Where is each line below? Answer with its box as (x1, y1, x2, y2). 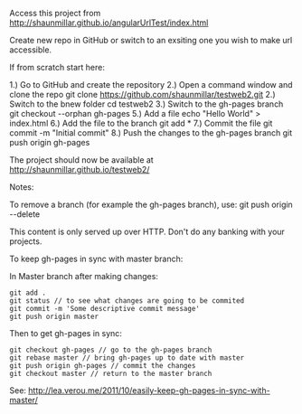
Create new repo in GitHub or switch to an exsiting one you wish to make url (9, 35, 293, 45)
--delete (9, 209, 41, 220)
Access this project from (9, 8, 101, 18)
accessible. (9, 44, 52, 55)
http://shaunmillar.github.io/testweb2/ (9, 165, 150, 174)
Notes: (9, 182, 34, 193)
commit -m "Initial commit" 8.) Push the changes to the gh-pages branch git (9, 127, 293, 138)
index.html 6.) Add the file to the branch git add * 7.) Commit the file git (9, 118, 273, 128)
